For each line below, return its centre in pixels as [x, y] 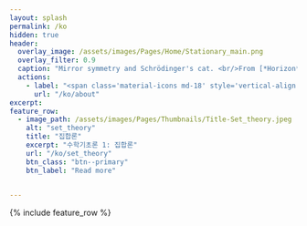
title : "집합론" [54, 137]
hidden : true [34, 35]
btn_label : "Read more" [71, 170]
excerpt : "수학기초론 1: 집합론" [82, 145]
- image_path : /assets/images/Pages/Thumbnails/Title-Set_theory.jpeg [155, 119]
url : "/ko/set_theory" [69, 153]
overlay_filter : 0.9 [57, 60]
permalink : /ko [38, 26]
